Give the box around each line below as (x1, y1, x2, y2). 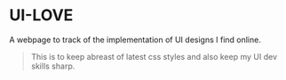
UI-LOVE (9, 5, 74, 25)
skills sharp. (30, 61, 75, 71)
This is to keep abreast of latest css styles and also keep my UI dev (30, 51, 278, 62)
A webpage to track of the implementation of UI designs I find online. (9, 34, 262, 45)
